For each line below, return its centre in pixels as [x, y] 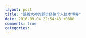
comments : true [21, 23]
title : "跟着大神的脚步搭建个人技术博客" [43, 14]
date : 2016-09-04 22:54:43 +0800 [40, 19]
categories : [17, 28]
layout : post [19, 10]
